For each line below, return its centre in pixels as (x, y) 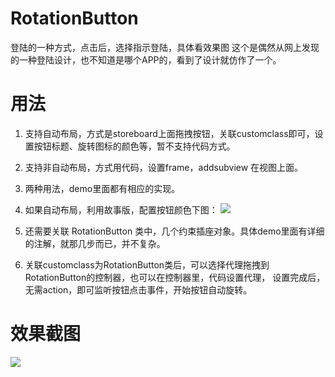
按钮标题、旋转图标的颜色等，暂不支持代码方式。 (134, 146)
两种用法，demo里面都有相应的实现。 (102, 188)
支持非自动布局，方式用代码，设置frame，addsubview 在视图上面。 (164, 167)
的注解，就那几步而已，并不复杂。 (95, 243)
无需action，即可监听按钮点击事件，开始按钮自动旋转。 (138, 289)
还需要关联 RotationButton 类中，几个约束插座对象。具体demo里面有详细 (174, 231)
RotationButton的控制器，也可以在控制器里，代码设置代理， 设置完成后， (175, 277)
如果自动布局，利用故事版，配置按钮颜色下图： (121, 209)
